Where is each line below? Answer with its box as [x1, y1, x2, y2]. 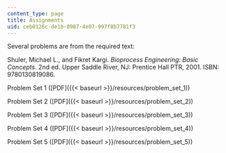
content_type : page [7, 10, 64, 17]
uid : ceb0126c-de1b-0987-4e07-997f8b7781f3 [7, 23, 136, 30]
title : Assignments [7, 17, 64, 24]
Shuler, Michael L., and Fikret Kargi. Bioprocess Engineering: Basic [7, 56, 199, 64]
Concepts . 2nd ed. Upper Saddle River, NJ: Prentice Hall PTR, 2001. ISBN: [7, 63, 220, 72]
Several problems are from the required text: [7, 42, 135, 51]
